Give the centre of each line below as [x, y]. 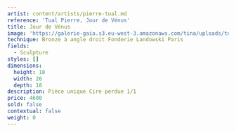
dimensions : [25, 66]
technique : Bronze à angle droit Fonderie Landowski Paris [96, 40]
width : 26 [28, 79]
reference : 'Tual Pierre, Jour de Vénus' [69, 20]
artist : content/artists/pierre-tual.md [67, 14]
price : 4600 [25, 98]
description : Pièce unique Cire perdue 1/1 [72, 91]
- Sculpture [31, 53]
